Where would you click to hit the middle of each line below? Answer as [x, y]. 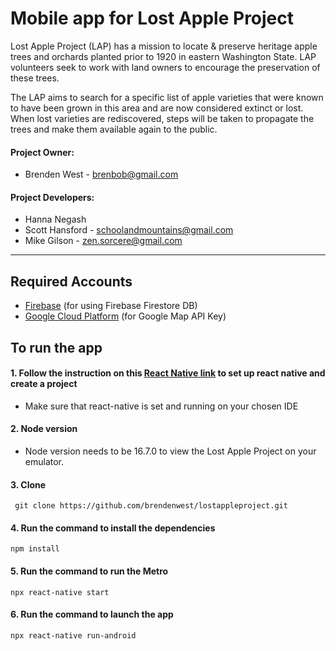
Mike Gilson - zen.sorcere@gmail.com [103, 241]
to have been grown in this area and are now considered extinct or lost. [157, 108]
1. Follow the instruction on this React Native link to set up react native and [168, 373]
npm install [35, 549]
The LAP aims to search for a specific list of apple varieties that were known [167, 97]
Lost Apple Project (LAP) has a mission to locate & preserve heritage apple [164, 46]
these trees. [35, 78]
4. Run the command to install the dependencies [113, 528]
